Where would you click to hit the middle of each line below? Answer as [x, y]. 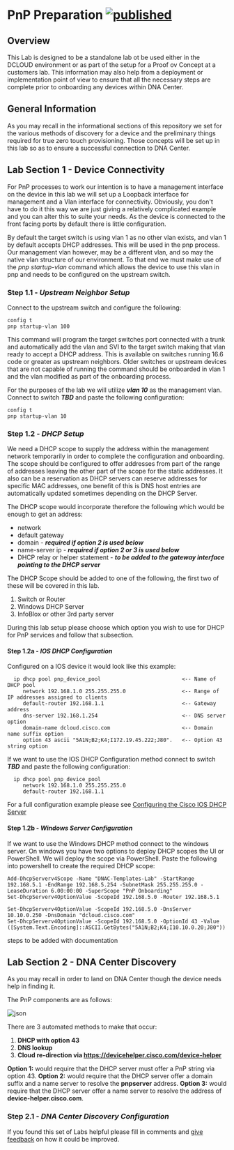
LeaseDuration [28, 891]
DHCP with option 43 [48, 1041]
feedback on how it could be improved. [63, 1139]
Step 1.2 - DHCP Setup [46, 434]
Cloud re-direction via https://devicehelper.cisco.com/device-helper [119, 1055]
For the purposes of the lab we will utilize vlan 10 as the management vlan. [115, 390]
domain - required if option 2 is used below [80, 543]
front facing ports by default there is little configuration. [87, 224]
